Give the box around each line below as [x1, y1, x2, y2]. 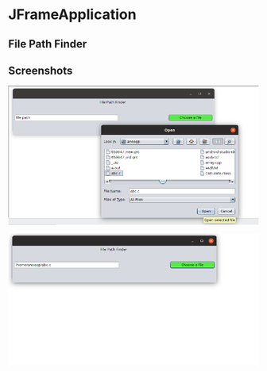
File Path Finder [8, 37, 87, 51]
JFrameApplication [8, 6, 137, 24]
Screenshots [8, 63, 73, 77]
